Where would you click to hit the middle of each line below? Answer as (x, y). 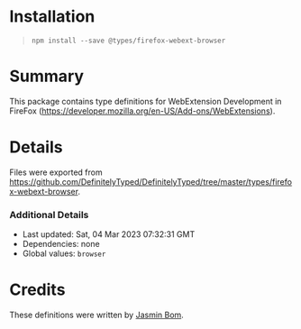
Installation (52, 17)
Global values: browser (64, 253)
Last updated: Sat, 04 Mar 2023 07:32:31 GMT (109, 234)
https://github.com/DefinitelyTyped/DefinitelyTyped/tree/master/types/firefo (151, 181)
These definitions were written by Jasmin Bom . (97, 315)
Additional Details (49, 215)
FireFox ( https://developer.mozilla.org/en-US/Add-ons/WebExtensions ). (142, 111)
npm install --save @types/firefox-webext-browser (128, 41)
